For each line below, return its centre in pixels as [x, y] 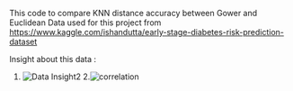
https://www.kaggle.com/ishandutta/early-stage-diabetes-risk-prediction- [147, 32]
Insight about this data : [53, 59]
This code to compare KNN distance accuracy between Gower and [133, 13]
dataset [23, 41]
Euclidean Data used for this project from [85, 23]
